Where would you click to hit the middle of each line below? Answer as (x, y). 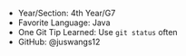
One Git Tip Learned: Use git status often (98, 32)
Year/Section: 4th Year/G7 (67, 13)
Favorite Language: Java (64, 23)
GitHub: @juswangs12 (59, 42)
